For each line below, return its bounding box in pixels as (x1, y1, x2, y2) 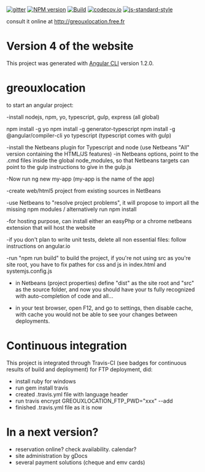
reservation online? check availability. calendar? (15, 446, 137, 453)
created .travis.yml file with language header (15, 390, 128, 398)
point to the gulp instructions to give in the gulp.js (6, 163, 132, 170)
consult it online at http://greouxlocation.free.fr (6, 18, 125, 25)
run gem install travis (15, 384, 69, 391)
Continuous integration (6, 339, 128, 353)
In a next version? (6, 425, 99, 439)
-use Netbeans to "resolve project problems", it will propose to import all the (6, 199, 199, 206)
